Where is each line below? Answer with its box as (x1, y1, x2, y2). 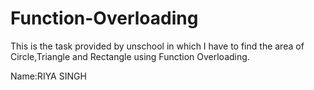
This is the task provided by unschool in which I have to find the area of (10, 40, 305, 52)
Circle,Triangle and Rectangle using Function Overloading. (10, 50, 250, 62)
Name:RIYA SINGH (10, 70, 87, 82)
